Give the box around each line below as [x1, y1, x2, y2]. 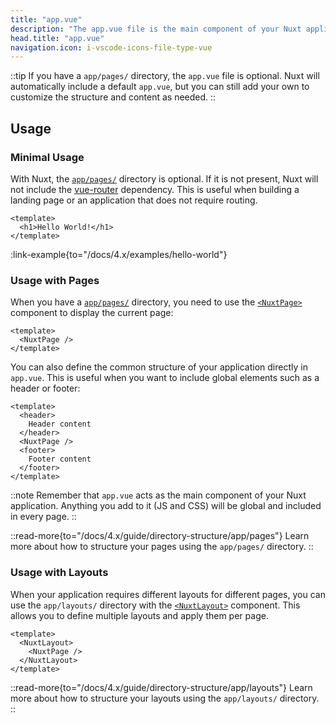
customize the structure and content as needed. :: [10, 91, 217, 103]
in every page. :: [10, 511, 77, 523]
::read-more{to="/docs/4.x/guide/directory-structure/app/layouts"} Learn [10, 681, 313, 693]
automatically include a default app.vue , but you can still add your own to [10, 81, 310, 93]
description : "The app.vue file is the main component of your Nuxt [10, 24, 302, 34]
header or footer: [10, 382, 81, 395]
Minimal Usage [10, 150, 85, 164]
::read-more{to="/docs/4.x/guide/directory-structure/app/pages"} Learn [10, 530, 310, 542]
